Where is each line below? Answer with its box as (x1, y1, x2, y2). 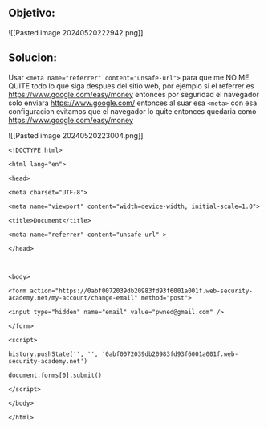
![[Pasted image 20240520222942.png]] (8, 27, 144, 37)
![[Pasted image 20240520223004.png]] (8, 130, 144, 140)
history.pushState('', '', (8, 349, 99, 358)
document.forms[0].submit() (8, 371, 103, 379)
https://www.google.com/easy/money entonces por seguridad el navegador (8, 89, 259, 99)
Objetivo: (8, 6, 56, 20)
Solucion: (8, 51, 58, 65)
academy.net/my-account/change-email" (8, 293, 138, 302)
